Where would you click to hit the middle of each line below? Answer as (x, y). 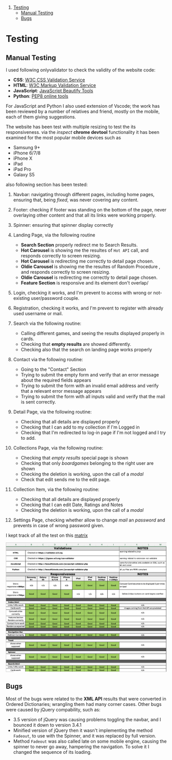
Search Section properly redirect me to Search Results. (79, 245)
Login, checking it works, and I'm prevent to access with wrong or (83, 293)
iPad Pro (22, 169)
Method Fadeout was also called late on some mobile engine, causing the (90, 741)
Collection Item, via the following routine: (56, 489)
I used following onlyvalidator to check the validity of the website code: (81, 70)
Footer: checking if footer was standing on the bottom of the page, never (90, 210)
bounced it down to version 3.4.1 (47, 725)
